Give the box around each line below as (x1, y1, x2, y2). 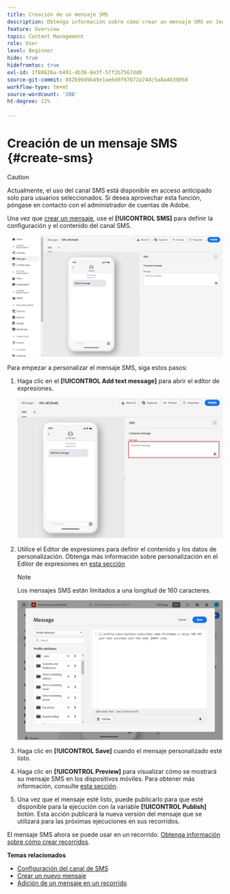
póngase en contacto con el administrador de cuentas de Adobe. (7, 200, 190, 209)
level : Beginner (7, 47, 53, 54)
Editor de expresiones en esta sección (16, 560, 125, 568)
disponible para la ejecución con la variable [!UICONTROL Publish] (16, 803, 207, 811)
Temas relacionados (7, 851, 66, 860)
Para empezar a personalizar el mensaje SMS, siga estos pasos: (7, 363, 188, 371)
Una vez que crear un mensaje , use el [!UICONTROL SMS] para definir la (7, 214, 214, 222)
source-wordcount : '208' (7, 91, 78, 98)
